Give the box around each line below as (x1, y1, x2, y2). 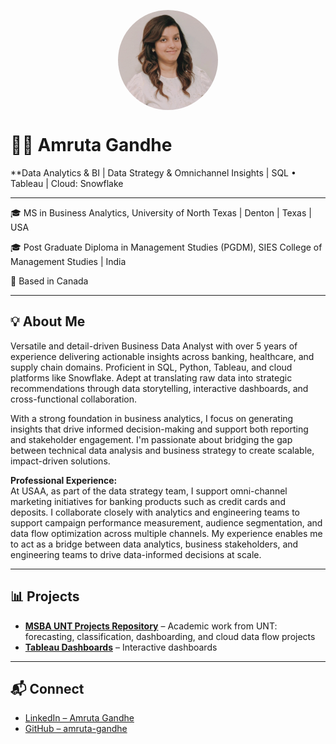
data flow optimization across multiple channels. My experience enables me (10, 527, 323, 539)
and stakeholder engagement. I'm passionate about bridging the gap (10, 433, 293, 445)
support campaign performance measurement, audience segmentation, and (10, 516, 323, 529)
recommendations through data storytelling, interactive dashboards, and (10, 382, 309, 394)
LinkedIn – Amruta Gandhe (24, 712, 135, 724)
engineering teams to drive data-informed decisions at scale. (10, 548, 262, 560)
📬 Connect (10, 680, 85, 697)
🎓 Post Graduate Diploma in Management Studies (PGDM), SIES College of (10, 241, 323, 253)
